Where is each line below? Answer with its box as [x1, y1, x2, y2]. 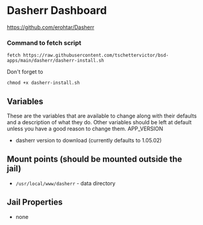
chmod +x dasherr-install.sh [7, 80, 80, 86]
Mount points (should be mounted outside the [7, 154, 183, 165]
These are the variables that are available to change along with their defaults [7, 112, 197, 119]
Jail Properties [7, 197, 63, 208]
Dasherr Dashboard [7, 4, 107, 17]
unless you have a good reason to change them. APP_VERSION [7, 125, 163, 133]
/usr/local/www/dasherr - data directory [15, 179, 116, 187]
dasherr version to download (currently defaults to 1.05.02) [15, 137, 162, 144]
